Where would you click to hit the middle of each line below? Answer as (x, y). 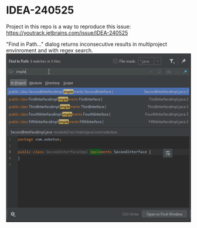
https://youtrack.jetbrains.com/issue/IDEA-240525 (67, 32)
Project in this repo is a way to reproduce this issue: (69, 26)
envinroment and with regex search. (50, 50)
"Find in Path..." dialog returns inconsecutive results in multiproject (86, 44)
